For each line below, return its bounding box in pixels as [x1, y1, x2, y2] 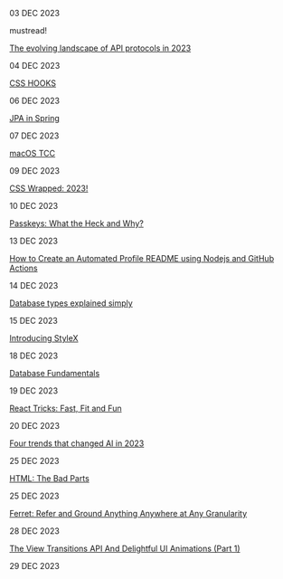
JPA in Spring [9, 113, 61, 123]
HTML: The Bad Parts [9, 473, 90, 483]
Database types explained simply [9, 298, 133, 308]
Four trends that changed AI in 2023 [9, 438, 145, 449]
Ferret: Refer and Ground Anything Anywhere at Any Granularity [9, 508, 248, 518]
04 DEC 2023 [9, 61, 61, 71]
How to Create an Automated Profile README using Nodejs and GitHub [9, 253, 274, 263]
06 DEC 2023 [9, 95, 61, 106]
